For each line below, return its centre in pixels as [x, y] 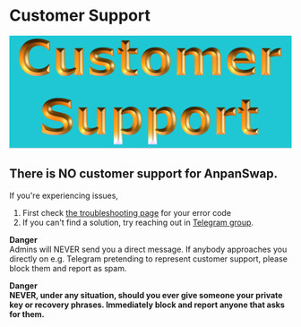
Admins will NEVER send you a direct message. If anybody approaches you [148, 249]
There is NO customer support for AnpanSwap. [144, 174]
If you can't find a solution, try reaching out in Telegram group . [138, 222]
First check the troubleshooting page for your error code [126, 212]
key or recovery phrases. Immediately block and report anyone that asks [147, 305]
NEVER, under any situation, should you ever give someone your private [146, 295]
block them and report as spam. [68, 268]
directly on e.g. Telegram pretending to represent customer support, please [149, 258]
